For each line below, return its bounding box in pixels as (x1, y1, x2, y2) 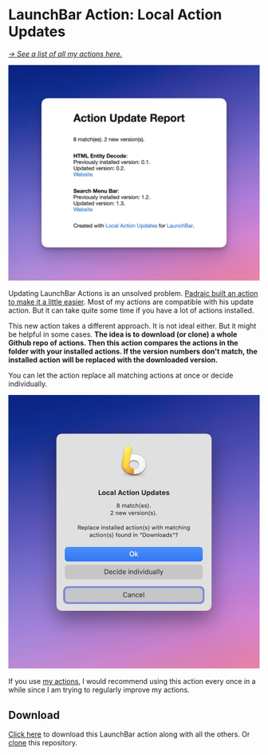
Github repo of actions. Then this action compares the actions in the (8, 338, 238, 348)
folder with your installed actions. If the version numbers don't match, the (8, 346, 258, 357)
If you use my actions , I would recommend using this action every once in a (8, 677, 257, 686)
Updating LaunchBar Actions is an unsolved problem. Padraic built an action (8, 289, 258, 298)
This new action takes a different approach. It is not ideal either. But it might (8, 322, 257, 331)
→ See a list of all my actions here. (8, 49, 123, 58)
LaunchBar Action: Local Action (8, 6, 223, 24)
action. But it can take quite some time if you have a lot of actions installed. (8, 306, 254, 315)
